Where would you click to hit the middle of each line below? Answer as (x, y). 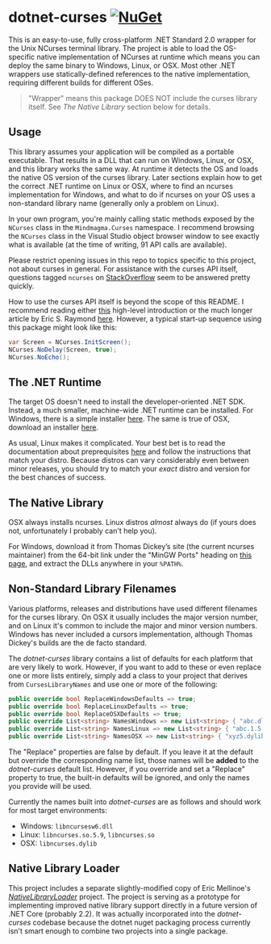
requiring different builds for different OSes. (81, 82)
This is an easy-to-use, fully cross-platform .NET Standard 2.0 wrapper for (132, 40)
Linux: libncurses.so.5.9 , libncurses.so (88, 835)
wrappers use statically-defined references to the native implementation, (129, 73)
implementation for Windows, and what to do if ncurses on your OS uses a (132, 195)
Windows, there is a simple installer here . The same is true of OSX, (119, 419)
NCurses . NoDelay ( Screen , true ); (63, 350)
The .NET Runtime (55, 382)
